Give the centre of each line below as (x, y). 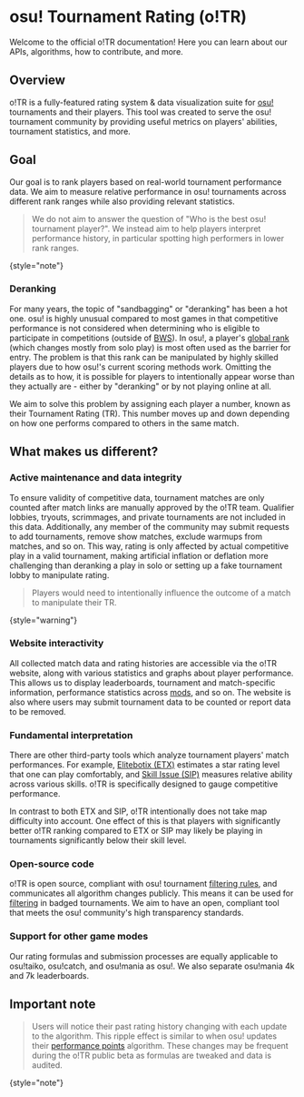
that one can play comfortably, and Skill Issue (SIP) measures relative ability (151, 775)
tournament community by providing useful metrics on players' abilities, (144, 121)
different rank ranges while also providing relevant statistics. (122, 201)
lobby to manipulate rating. (59, 574)
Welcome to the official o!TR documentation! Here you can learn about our (148, 42)
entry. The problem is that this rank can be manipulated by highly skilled (144, 357)
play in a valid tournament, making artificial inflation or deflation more (139, 555)
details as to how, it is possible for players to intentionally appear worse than (152, 376)
